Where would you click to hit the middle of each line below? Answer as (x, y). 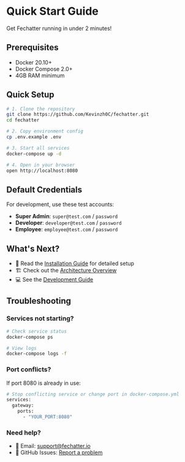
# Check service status (37, 331)
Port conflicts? (29, 369)
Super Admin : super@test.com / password (66, 217)
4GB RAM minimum (40, 75)
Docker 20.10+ (33, 62)
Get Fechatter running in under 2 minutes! (59, 28)
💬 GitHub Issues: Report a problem (59, 453)
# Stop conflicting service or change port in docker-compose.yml (93, 394)
